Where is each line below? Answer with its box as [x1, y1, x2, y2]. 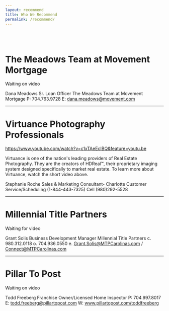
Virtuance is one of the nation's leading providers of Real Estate [5, 155, 137, 162]
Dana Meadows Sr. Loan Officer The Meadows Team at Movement [5, 91, 143, 97]
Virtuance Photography [5, 118, 106, 130]
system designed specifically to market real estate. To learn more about [5, 166, 154, 172]
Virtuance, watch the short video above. [5, 172, 89, 178]
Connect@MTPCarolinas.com [5, 246, 67, 252]
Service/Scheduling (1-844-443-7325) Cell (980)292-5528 [5, 187, 128, 193]
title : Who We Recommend [5, 12, 57, 17]
